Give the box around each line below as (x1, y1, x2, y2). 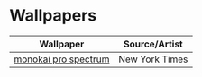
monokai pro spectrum (14, 53, 110, 65)
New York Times (118, 53, 188, 65)
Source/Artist (123, 38, 183, 50)
